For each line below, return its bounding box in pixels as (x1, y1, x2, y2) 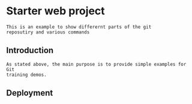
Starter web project (6, 4, 105, 18)
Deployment (6, 88, 53, 98)
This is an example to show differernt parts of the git (6, 24, 152, 30)
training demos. (6, 72, 47, 78)
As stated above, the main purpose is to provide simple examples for (6, 61, 187, 67)
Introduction (6, 45, 54, 56)
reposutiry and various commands (6, 29, 90, 35)
